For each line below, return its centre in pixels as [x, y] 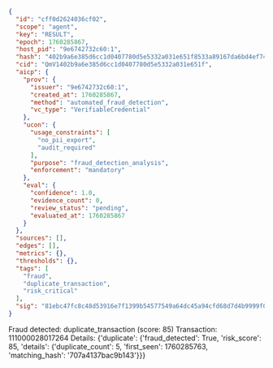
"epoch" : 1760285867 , [52, 42]
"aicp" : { [32, 72]
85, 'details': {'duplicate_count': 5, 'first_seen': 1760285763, [108, 346]
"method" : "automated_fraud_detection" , [99, 102]
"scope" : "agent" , [47, 27]
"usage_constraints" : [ [70, 132]
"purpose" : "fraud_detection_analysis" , [99, 162]
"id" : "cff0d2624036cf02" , [61, 19]
